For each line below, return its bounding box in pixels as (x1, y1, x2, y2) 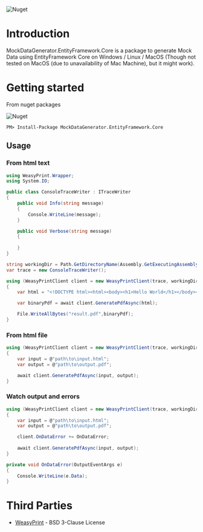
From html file (6, 331, 48, 339)
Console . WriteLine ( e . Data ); (17, 473, 88, 479)
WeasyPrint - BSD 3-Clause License (14, 519, 106, 526)
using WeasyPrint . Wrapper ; (6, 172, 74, 178)
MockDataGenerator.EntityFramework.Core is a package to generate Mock (6, 47, 192, 54)
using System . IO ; (6, 178, 50, 184)
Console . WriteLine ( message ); (28, 212, 101, 218)
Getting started (6, 81, 85, 95)
